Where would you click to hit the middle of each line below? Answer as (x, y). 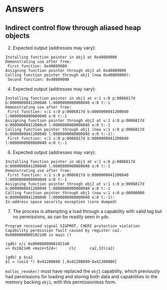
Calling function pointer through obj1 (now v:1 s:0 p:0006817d (75, 129)
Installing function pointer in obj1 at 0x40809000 (61, 57)
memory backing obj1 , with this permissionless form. (61, 282)
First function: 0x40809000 (37, 66)
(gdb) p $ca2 (19, 257)
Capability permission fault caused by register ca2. (64, 230)
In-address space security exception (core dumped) (61, 202)
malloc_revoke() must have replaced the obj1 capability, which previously (83, 271)
